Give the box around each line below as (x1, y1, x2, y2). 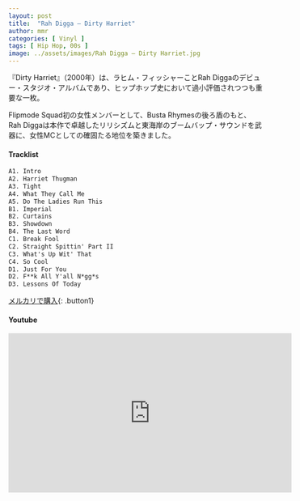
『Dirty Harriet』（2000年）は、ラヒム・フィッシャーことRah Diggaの (8, 73, 240, 82)
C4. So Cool (8, 257, 49, 265)
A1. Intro (8, 168, 42, 176)
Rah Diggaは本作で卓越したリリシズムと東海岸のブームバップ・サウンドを (8, 121, 256, 129)
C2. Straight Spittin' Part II (8, 242, 114, 251)
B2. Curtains (8, 212, 53, 221)
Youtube (8, 315, 38, 325)
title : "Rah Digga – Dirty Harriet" (8, 19, 136, 28)
